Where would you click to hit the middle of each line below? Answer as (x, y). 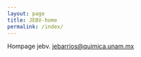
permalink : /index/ (35, 26)
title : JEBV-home (32, 20)
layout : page (26, 14)
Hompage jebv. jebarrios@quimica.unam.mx (70, 47)
